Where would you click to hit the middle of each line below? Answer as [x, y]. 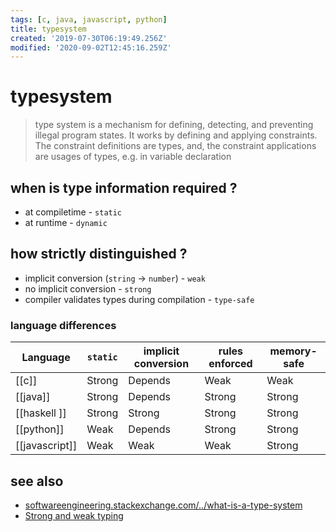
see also [37, 481]
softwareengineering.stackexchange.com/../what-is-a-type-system [163, 505]
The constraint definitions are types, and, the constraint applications [175, 146]
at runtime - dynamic [66, 222]
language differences [63, 325]
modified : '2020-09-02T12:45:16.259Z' [91, 47]
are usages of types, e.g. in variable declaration [133, 157]
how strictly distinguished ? [99, 254]
